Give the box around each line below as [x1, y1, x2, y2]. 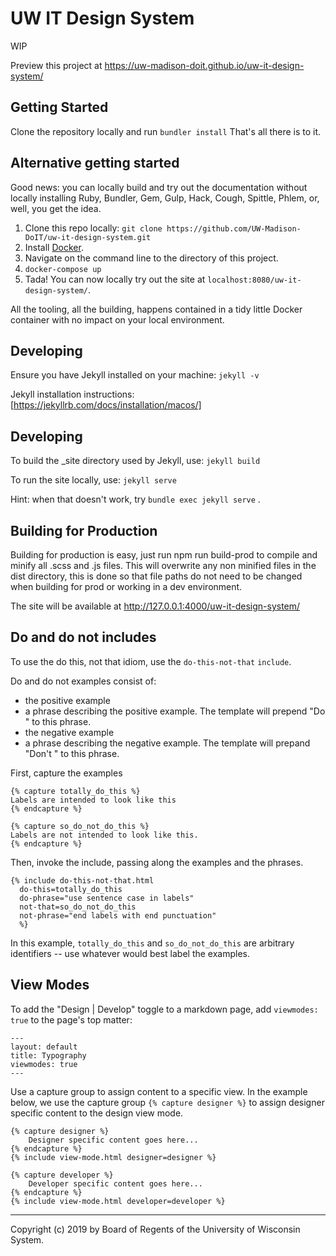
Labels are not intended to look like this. [10, 830, 199, 840]
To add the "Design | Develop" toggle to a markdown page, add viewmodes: [10, 1003, 319, 1015]
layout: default [10, 1042, 78, 1052]
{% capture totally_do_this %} [10, 786, 141, 796]
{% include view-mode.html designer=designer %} [10, 1152, 217, 1162]
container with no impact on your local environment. [10, 313, 225, 326]
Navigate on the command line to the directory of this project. [24, 252, 279, 264]
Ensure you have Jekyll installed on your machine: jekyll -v [10, 369, 260, 381]
